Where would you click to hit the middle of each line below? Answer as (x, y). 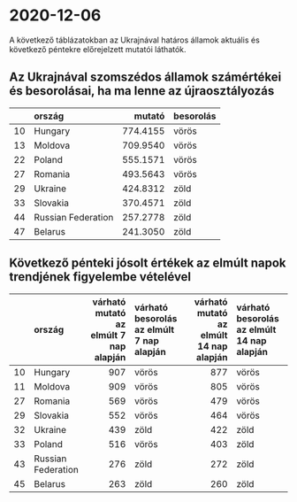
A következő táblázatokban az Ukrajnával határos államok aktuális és (135, 40)
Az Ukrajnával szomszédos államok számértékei (145, 77)
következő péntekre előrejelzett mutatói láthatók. (98, 49)
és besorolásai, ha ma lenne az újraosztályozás (142, 91)
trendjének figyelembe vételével (100, 277)
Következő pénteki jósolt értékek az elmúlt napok (148, 263)
